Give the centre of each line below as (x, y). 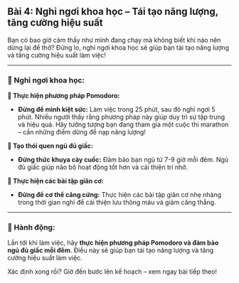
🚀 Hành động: (31, 228)
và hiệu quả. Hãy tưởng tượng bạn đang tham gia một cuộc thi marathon (123, 124)
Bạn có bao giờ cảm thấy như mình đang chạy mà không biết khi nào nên (114, 40)
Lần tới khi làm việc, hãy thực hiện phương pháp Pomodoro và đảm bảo (113, 243)
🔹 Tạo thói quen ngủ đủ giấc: (51, 146)
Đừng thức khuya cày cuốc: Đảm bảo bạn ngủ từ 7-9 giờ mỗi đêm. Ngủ (123, 160)
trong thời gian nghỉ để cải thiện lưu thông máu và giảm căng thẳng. (117, 203)
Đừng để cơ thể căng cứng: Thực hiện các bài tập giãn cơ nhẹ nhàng (119, 195)
